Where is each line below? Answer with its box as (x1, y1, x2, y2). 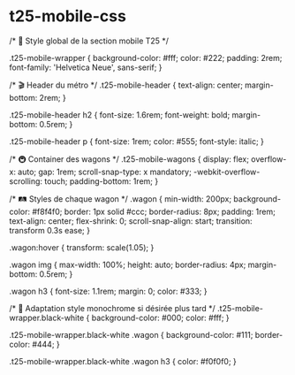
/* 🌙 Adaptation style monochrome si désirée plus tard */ (9, 302, 216, 313)
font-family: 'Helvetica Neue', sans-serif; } (9, 62, 163, 73)
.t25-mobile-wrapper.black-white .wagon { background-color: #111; (9, 329, 253, 340)
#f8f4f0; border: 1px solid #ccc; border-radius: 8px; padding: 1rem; (32, 206, 276, 217)
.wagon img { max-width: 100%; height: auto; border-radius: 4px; (9, 259, 246, 270)
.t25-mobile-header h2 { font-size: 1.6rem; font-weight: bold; (9, 109, 231, 120)
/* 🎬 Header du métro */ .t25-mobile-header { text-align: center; (9, 80, 243, 90)
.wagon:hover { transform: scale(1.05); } (9, 241, 155, 253)
